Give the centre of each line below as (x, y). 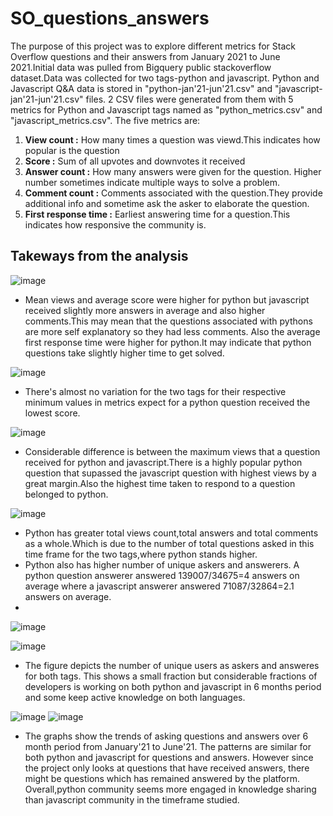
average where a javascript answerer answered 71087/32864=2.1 (159, 586)
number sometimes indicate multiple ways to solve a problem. (152, 182)
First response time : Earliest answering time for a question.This (157, 214)
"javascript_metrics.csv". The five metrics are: (105, 120)
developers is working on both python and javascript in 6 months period (173, 686)
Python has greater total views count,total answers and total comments (171, 533)
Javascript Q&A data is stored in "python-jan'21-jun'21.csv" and (141, 88)
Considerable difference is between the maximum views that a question (172, 451)
